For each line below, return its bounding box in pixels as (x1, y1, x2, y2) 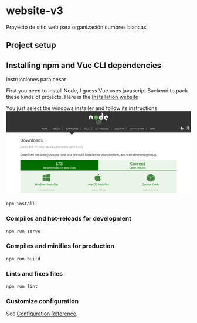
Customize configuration (6, 297, 79, 305)
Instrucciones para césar (6, 76, 66, 83)
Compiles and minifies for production (6, 242, 114, 250)
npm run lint (6, 283, 38, 289)
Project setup (6, 40, 57, 50)
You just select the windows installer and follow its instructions (6, 105, 158, 112)
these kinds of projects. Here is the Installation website (6, 94, 139, 101)
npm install (6, 201, 35, 207)
